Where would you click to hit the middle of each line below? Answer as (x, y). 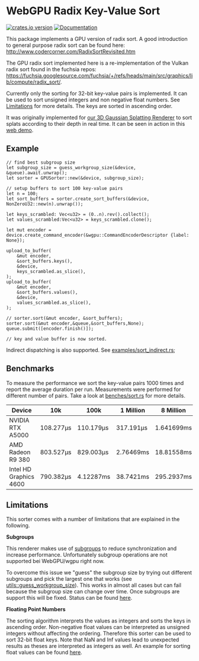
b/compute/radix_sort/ (33, 82)
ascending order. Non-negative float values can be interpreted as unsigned (98, 627)
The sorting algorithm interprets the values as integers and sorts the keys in (99, 621)
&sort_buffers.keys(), (45, 261)
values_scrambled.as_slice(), (54, 303)
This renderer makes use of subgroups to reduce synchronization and (92, 549)
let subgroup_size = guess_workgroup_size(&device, (71, 167)
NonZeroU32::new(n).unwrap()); (45, 204)
